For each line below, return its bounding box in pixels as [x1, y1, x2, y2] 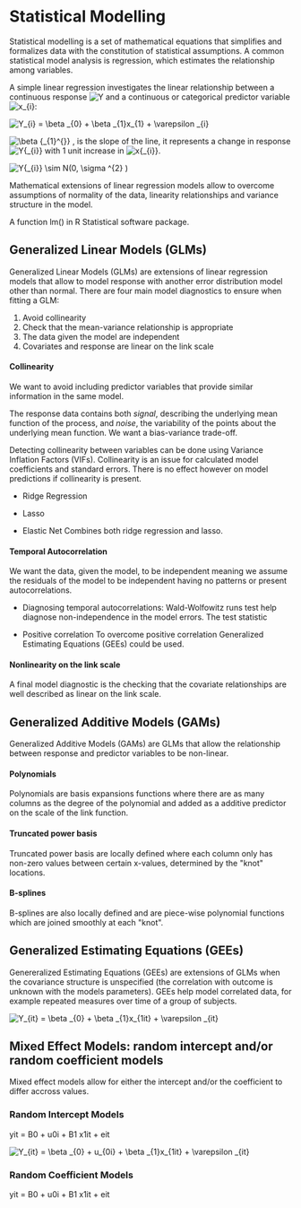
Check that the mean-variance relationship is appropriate [21, 321, 234, 333]
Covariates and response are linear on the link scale [21, 341, 214, 352]
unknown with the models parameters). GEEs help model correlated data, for [9, 986, 292, 996]
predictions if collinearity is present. [9, 473, 142, 483]
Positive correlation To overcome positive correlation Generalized [21, 630, 264, 640]
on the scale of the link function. [9, 807, 128, 818]
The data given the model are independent [21, 331, 180, 342]
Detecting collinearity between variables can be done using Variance [9, 444, 264, 455]
